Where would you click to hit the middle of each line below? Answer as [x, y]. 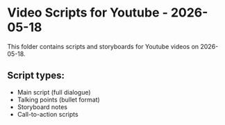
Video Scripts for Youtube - [88, 13]
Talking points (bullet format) [59, 99]
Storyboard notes [42, 107]
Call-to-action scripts [48, 114]
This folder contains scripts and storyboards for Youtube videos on [103, 46]
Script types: [36, 76]
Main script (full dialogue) [54, 92]
